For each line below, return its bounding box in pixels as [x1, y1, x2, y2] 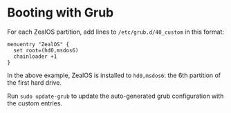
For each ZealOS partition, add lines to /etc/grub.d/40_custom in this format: [7, 28, 225, 36]
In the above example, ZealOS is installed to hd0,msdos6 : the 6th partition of [7, 71, 221, 79]
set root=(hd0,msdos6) [13, 47, 79, 54]
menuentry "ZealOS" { [7, 41, 70, 48]
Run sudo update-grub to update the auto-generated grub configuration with [7, 92, 224, 100]
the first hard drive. [7, 78, 62, 87]
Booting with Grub [7, 5, 114, 21]
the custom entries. [7, 99, 63, 107]
